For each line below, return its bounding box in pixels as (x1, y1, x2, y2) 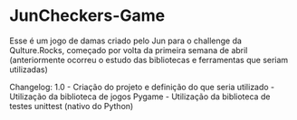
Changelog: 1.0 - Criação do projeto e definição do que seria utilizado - (9, 81, 275, 92)
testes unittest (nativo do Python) (9, 100, 134, 111)
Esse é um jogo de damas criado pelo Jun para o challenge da (9, 35, 243, 46)
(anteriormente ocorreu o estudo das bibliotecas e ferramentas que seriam (9, 54, 289, 65)
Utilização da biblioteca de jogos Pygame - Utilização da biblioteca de (9, 91, 271, 102)
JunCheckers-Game (9, 5, 166, 26)
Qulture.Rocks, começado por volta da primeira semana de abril (9, 44, 248, 55)
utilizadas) (9, 64, 48, 75)
